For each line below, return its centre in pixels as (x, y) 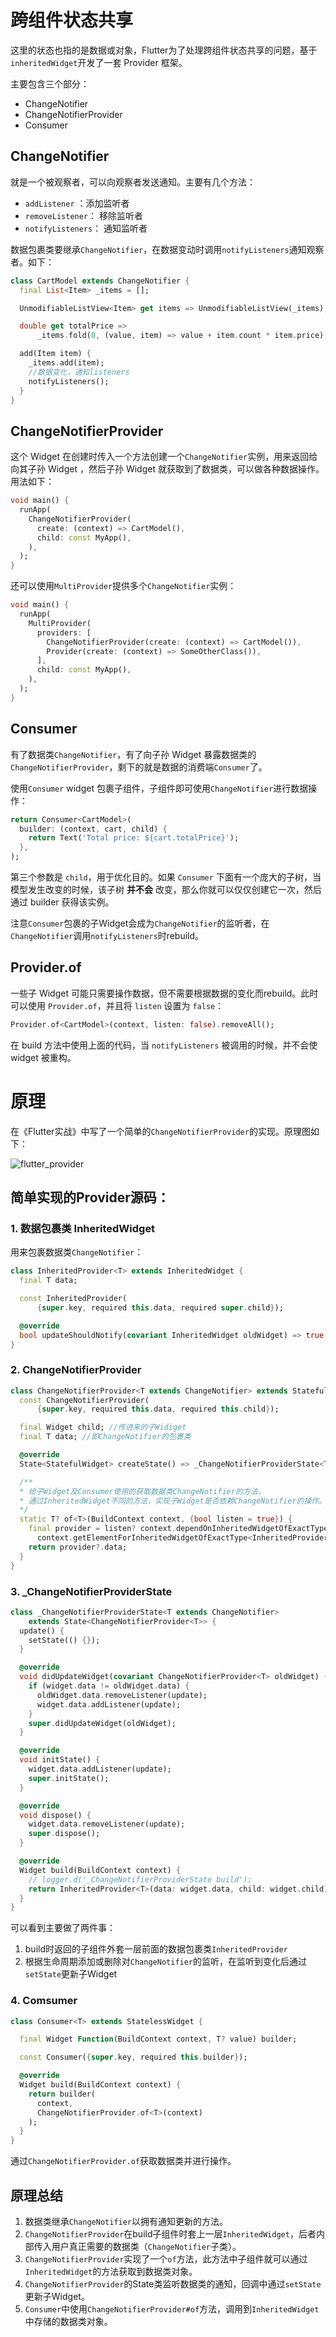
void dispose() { (55, 1815)
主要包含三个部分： (50, 83)
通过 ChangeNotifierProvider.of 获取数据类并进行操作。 (123, 2161)
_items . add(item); (66, 363)
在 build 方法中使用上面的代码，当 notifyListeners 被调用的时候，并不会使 (164, 1045)
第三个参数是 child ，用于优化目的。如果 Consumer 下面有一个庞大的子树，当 (166, 877)
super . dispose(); (64, 1834)
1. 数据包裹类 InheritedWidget (83, 1228)
